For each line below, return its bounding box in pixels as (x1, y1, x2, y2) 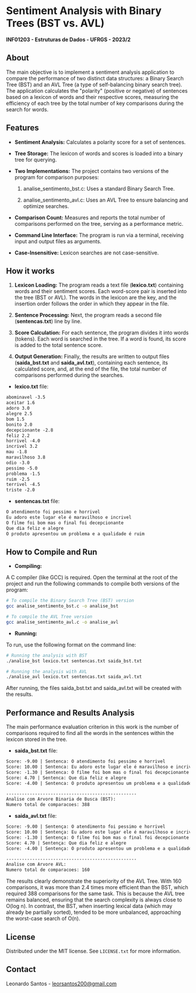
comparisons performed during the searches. (14, 372, 124, 379)
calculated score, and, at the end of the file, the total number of (14, 365, 167, 373)
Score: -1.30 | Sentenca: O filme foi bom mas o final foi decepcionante (6, 769, 190, 775)
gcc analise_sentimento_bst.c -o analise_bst (6, 603, 118, 609)
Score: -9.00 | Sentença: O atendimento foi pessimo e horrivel (6, 824, 166, 830)
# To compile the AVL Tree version (6, 614, 93, 620)
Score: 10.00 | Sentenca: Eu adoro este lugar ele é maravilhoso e (6, 764, 174, 770)
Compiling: (14, 563, 42, 570)
